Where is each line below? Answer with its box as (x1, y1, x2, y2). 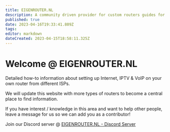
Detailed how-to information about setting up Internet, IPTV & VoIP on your (5, 75, 162, 81)
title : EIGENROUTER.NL (5, 7, 53, 13)
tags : (5, 27, 17, 32)
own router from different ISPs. (5, 80, 70, 86)
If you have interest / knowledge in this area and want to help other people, (5, 105, 163, 112)
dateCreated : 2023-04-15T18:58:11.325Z (5, 36, 90, 41)
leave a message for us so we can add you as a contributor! (5, 111, 131, 117)
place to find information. (5, 96, 59, 102)
